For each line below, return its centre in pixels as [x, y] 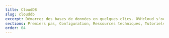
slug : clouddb [20, 14]
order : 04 [16, 28]
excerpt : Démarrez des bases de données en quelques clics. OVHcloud [80, 19]
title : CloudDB [21, 10]
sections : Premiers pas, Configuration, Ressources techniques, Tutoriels [85, 23]
